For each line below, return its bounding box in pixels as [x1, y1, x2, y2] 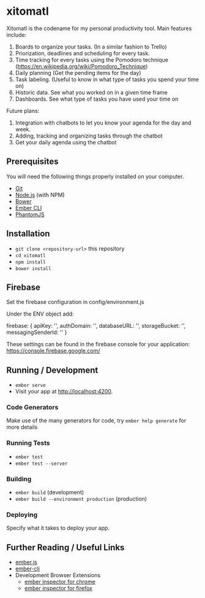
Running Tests [6, 439, 50, 448]
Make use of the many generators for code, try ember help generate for [6, 417, 187, 424]
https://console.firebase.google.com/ [6, 347, 100, 354]
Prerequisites [6, 157, 59, 167]
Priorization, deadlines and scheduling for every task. [15, 49, 150, 56]
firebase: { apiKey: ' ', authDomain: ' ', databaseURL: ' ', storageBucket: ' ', [6, 322, 186, 330]
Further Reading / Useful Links [6, 542, 125, 553]
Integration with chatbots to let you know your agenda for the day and [15, 118, 192, 126]
